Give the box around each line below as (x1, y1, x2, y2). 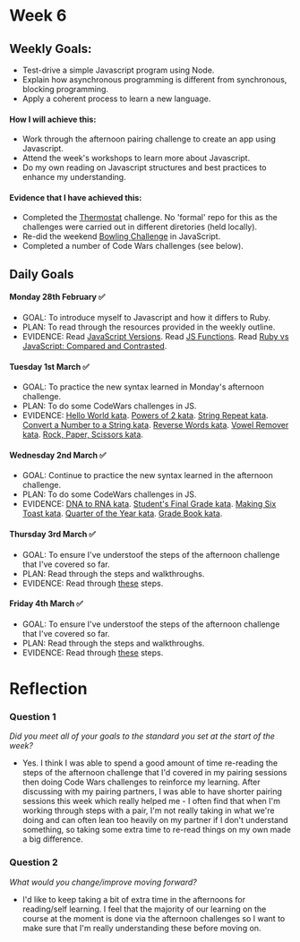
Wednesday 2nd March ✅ (9, 450, 107, 460)
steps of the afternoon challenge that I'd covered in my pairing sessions (21, 767, 288, 778)
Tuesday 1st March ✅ (9, 361, 90, 372)
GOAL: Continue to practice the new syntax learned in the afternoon (21, 470, 273, 481)
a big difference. (21, 834, 83, 844)
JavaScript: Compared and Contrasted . (21, 341, 167, 351)
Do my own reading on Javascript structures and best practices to (21, 162, 267, 173)
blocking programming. (21, 84, 109, 94)
